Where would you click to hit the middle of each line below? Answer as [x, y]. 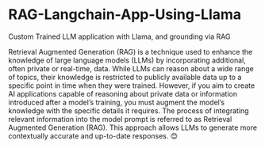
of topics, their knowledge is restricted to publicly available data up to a [125, 77]
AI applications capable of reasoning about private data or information [123, 93]
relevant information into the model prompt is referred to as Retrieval [120, 119]
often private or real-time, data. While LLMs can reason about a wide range [131, 68]
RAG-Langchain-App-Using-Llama [125, 15]
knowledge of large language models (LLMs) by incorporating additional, [127, 60]
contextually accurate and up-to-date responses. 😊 [93, 135]
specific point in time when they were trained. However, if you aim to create [132, 85]
